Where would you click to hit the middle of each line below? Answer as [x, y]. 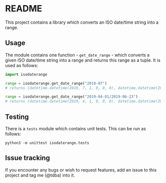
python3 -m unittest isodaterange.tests [47, 143]
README [24, 9]
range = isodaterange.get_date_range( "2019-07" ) [56, 83]
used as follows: [22, 65]
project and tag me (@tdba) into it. [40, 175]
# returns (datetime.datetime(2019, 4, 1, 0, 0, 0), [61, 102]
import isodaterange [26, 74]
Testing [17, 117]
